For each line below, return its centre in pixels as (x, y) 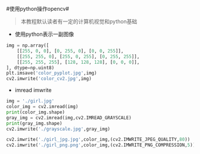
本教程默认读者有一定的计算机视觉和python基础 (79, 21)
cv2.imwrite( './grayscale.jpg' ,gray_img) (58, 129)
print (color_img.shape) (36, 112)
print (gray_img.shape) (34, 123)
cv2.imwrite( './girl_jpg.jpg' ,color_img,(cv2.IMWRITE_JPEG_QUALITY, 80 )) (98, 140)
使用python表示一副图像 (44, 34)
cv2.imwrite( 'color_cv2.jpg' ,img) (49, 79)
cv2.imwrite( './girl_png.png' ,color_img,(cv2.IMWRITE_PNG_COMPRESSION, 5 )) (101, 145)
